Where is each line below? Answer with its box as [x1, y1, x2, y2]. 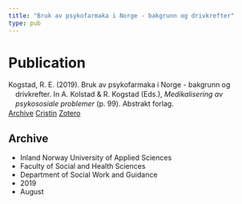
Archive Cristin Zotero [8, 109, 81, 118]
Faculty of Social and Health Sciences [19, 161, 146, 170]
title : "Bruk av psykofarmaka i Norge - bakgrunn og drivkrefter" [8, 11, 235, 20]
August [19, 186, 44, 196]
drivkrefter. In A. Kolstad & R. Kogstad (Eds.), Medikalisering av [15, 90, 224, 99]
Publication [8, 54, 86, 72]
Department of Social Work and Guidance [19, 170, 158, 179]
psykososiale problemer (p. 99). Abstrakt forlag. [15, 99, 174, 109]
